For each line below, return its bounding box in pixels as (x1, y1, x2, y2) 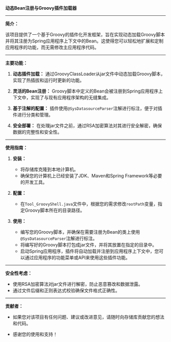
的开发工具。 (20, 179, 47, 185)
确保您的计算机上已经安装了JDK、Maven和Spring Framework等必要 (20, 173, 162, 178)
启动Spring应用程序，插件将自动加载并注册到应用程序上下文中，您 (20, 248, 159, 254)
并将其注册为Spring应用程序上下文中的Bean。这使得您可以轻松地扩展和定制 (5, 38, 164, 44)
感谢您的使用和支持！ (12, 331, 58, 337)
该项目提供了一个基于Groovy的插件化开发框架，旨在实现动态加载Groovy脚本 (5, 32, 165, 37)
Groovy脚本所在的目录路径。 (24, 207, 85, 213)
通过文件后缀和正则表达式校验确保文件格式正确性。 (12, 287, 120, 293)
